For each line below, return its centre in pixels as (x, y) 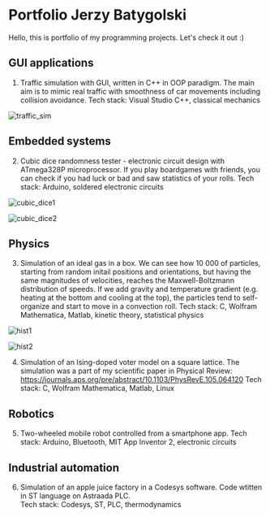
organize (35, 306)
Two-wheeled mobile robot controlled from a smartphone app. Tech (133, 433)
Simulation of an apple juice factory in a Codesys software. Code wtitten (141, 487)
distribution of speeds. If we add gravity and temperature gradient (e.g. (139, 289)
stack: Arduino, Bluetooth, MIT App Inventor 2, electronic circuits (128, 442)
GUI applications (51, 63)
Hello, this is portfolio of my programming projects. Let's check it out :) (126, 37)
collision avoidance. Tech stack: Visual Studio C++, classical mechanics (140, 100)
